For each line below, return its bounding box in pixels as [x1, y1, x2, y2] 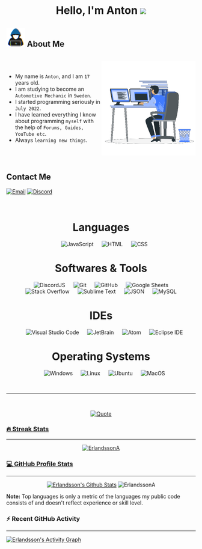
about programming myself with [14, 118, 94, 124]
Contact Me [6, 172, 51, 182]
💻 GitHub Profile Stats [6, 460, 73, 468]
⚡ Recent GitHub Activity [6, 515, 80, 523]
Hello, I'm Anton [55, 4, 138, 17]
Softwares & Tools [55, 261, 147, 275]
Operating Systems [52, 350, 150, 363]
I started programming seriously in [14, 99, 100, 105]
